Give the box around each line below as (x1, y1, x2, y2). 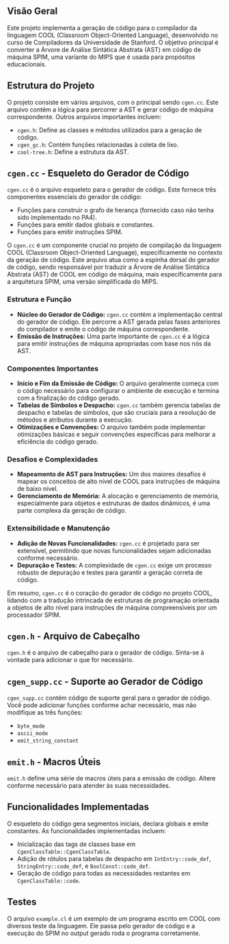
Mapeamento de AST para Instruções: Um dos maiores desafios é (16, 470, 206, 479)
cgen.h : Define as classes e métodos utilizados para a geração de (16, 126, 202, 134)
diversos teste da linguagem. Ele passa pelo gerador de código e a (7, 921, 196, 930)
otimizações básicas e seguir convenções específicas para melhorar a (16, 431, 216, 439)
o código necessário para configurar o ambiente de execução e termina (16, 387, 219, 395)
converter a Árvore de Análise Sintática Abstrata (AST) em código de (7, 45, 202, 53)
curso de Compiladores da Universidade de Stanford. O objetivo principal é (7, 38, 219, 47)
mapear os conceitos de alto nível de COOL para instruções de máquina (16, 477, 220, 485)
